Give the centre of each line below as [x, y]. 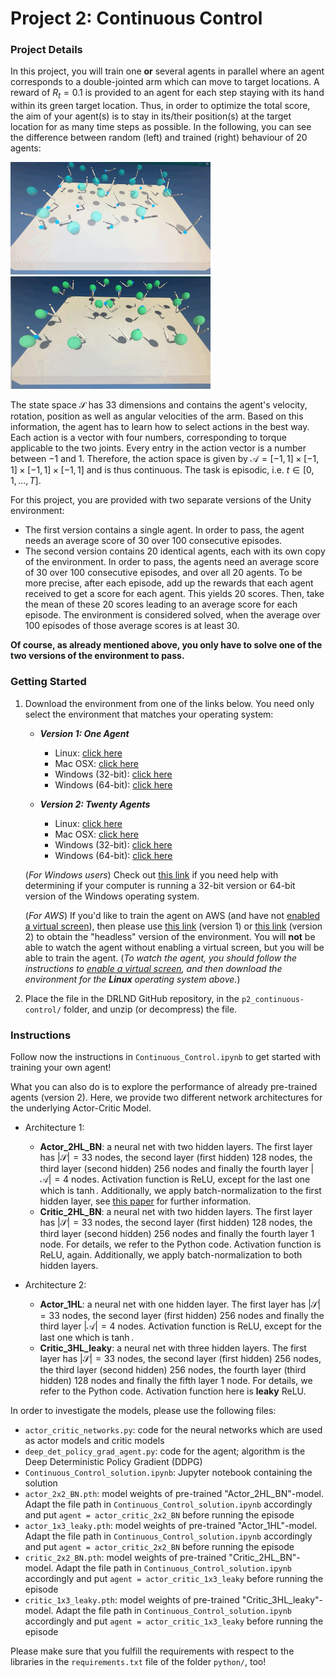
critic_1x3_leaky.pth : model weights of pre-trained [132, 1599]
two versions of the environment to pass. [97, 656]
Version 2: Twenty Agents [95, 804]
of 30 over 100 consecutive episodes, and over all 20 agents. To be [163, 573]
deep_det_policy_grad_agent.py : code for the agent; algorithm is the [165, 1451]
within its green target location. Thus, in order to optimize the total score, [160, 106]
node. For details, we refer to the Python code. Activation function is [180, 1244]
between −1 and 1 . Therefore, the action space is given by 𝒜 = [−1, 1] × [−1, [165, 459]
